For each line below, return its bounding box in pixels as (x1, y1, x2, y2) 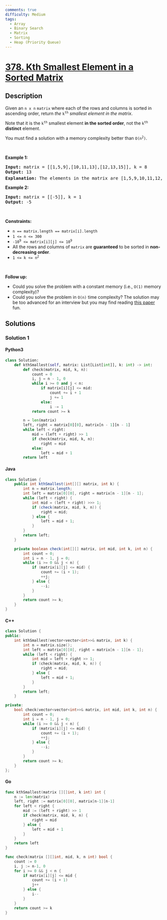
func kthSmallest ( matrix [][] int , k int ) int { (5, 790, 106, 795)
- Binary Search (9, 26, 43, 31)
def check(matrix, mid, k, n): (23, 367, 88, 372)
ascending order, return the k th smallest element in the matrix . (5, 110, 133, 116)
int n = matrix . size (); (23, 643, 72, 648)
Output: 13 (5, 169, 32, 175)
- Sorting (9, 35, 30, 40)
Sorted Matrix (5, 72, 64, 83)
